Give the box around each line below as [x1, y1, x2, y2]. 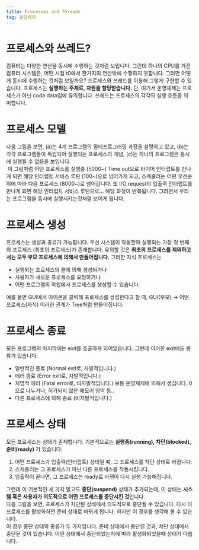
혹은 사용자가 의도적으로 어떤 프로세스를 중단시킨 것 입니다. [12, 493, 146, 500]
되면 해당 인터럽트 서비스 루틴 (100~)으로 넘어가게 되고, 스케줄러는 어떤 [12, 173, 176, 180]
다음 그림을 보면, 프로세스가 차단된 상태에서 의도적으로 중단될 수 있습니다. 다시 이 [6, 501, 192, 508]
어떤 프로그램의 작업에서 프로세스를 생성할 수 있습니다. [14, 281, 140, 288]
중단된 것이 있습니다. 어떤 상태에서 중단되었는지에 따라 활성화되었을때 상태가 [6, 530, 182, 538]
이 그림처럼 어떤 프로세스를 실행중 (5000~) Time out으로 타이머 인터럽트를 [7, 166, 181, 173]
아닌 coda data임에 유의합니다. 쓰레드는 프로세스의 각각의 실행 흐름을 [21, 92, 182, 99]
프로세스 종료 [6, 324, 66, 338]
